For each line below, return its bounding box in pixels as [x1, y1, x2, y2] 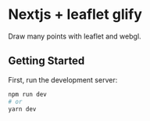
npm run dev [8, 90, 47, 98]
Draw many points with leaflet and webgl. [8, 31, 142, 41]
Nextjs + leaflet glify [8, 5, 143, 24]
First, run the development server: [8, 75, 118, 84]
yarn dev [8, 104, 37, 113]
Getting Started [8, 54, 85, 68]
